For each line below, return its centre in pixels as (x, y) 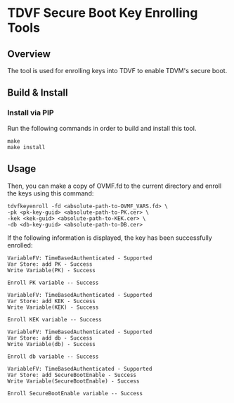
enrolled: (20, 245)
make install (26, 147)
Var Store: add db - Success (50, 338)
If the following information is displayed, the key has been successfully (110, 238)
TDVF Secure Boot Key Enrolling (103, 13)
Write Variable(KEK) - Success (53, 307)
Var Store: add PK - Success (50, 264)
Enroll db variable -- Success (53, 357)
